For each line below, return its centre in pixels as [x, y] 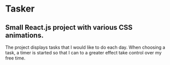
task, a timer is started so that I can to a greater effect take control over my [83, 53]
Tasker [20, 9]
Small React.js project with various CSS [69, 27]
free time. [15, 58]
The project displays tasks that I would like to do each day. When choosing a [85, 47]
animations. [25, 35]
